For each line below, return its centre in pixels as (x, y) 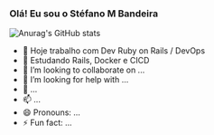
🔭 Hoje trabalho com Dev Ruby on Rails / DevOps (114, 51)
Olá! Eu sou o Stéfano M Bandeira (84, 14)
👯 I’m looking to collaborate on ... (84, 70)
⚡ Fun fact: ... (47, 123)
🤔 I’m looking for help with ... (75, 80)
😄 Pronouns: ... (51, 112)
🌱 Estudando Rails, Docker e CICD (86, 61)
